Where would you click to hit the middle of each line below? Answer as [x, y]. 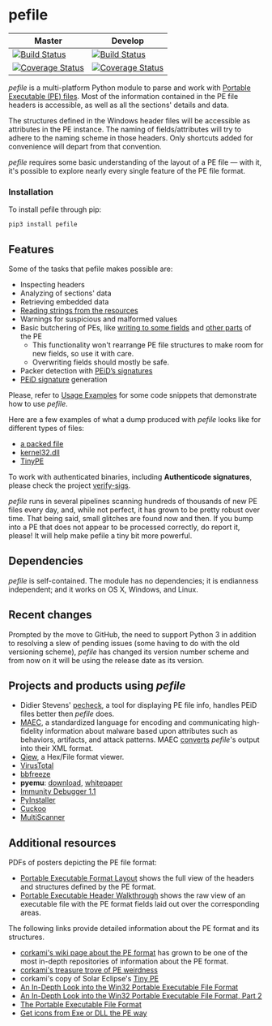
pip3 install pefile [43, 225]
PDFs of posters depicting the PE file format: [83, 863]
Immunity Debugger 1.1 [58, 791]
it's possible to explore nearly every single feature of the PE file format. [127, 170]
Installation [31, 192]
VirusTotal [37, 765]
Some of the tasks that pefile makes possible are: [91, 269]
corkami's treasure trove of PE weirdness [89, 970]
